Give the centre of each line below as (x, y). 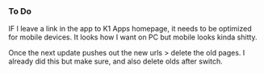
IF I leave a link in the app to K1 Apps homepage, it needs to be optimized (130, 29)
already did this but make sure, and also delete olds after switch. (116, 61)
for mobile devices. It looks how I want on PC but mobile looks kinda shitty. (133, 37)
